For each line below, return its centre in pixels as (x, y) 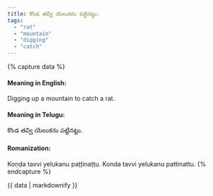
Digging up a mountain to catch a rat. (61, 99)
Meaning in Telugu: (36, 114)
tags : (15, 20)
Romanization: (29, 148)
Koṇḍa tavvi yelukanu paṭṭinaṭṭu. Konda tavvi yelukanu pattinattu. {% (107, 164)
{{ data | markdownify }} (43, 185)
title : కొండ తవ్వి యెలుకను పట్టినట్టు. (54, 14)
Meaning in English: (37, 82)
